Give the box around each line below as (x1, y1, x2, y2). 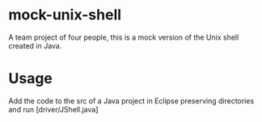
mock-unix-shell (8, 6, 122, 24)
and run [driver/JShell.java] (8, 104, 99, 114)
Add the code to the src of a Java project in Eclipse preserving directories (8, 95, 255, 106)
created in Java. (8, 40, 62, 50)
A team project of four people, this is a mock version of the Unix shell (8, 32, 239, 42)
